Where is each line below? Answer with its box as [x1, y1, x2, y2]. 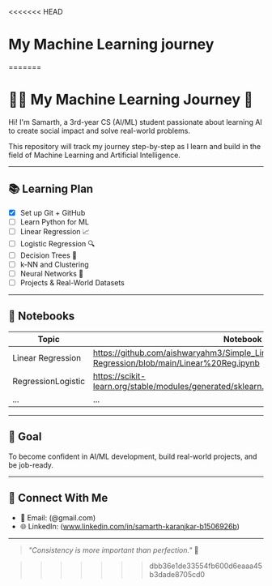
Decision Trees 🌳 [19, 250, 77, 260]
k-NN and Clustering [19, 259, 89, 269]
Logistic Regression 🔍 [19, 238, 96, 248]
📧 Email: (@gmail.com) [19, 512, 96, 522]
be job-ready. [8, 460, 54, 469]
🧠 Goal [8, 430, 42, 444]
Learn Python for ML [19, 216, 89, 226]
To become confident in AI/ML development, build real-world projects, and [8, 451, 257, 461]
